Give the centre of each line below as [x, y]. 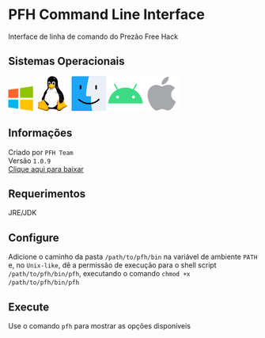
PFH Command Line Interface [107, 15]
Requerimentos [47, 194]
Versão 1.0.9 [30, 161]
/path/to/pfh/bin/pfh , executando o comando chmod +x [99, 274]
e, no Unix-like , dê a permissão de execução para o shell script [112, 265]
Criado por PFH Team [41, 152]
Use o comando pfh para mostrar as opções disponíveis [100, 326]
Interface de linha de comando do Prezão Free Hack [93, 36]
